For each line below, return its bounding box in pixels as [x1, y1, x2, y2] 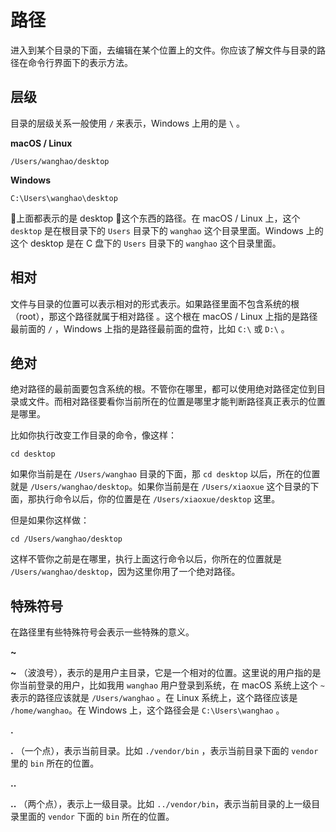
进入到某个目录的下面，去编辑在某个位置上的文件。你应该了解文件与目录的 [10, 44, 317, 56]
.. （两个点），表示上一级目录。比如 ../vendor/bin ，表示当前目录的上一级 [10, 798, 312, 810]
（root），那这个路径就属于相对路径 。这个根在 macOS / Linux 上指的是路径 [10, 310, 318, 322]
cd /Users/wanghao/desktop [10, 534, 123, 545]
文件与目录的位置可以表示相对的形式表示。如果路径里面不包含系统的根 [10, 297, 300, 310]
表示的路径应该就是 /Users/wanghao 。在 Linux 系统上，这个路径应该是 [10, 692, 298, 704]
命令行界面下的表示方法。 [27, 56, 133, 68]
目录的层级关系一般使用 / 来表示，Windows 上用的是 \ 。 [10, 117, 246, 129]
